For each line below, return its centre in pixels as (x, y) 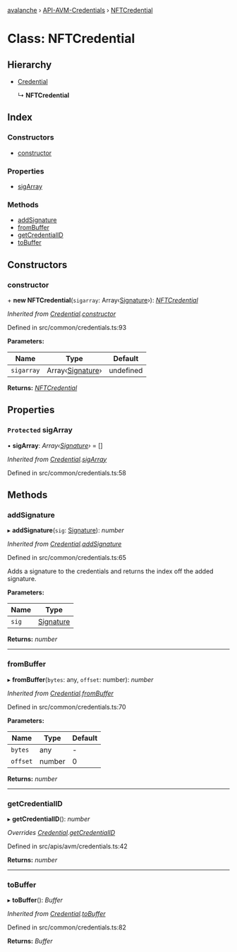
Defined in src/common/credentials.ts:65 (67, 558)
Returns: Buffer (30, 941)
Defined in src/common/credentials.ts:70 (67, 707)
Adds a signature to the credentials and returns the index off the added (110, 571)
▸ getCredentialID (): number (49, 819)
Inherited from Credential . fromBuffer (61, 693)
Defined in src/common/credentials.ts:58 (67, 472)
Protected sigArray (40, 430)
